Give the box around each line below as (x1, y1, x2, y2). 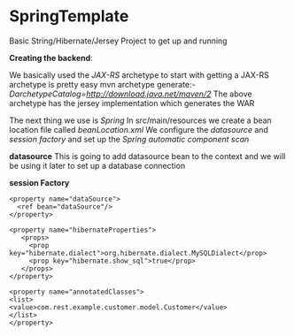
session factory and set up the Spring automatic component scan (9, 134, 250, 144)
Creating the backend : (9, 52, 93, 63)
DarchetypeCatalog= (9, 88, 87, 99)
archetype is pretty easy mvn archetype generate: (9, 79, 192, 89)
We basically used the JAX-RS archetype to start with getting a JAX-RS (9, 69, 270, 80)
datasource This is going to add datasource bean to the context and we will (9, 150, 286, 161)
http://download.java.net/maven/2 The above (85, 88, 252, 99)
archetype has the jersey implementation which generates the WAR (9, 97, 255, 108)
